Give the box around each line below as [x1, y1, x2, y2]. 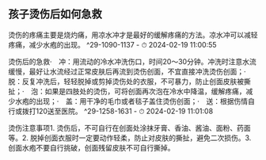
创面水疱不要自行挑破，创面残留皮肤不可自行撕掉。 [8, 143, 175, 152]
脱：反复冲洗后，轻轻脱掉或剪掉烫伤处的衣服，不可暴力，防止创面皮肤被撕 [8, 76, 251, 86]
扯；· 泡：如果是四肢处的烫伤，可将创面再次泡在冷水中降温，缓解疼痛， [8, 86, 247, 96]
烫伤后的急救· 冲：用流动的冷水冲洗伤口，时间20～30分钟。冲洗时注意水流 [8, 56, 256, 66]
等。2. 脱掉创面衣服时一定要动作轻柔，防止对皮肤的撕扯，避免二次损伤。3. [8, 133, 252, 143]
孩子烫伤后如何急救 [8, 7, 102, 21]
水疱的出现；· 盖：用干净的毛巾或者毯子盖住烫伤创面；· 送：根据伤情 [14, 96, 249, 105]
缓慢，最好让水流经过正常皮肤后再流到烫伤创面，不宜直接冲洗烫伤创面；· [8, 67, 247, 76]
